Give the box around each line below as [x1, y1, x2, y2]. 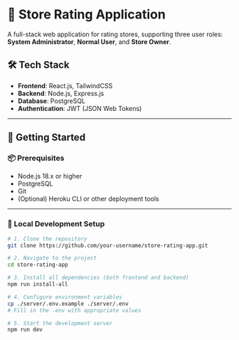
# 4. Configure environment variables [7, 293, 122, 301]
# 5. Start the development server [7, 319, 113, 326]
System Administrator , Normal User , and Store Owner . [7, 37, 171, 46]
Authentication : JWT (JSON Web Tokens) [17, 104, 142, 112]
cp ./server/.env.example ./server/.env [7, 300, 129, 307]
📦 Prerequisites [7, 153, 65, 163]
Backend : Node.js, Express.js [17, 89, 105, 97]
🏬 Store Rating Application [7, 6, 166, 23]
